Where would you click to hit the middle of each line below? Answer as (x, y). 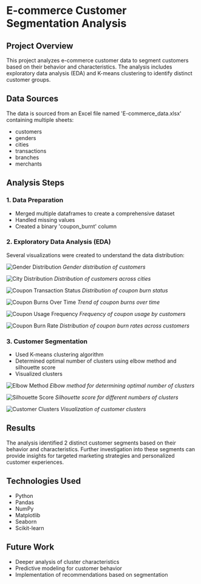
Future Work (30, 547)
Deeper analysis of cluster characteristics (67, 562)
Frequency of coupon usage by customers (132, 314)
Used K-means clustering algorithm (60, 355)
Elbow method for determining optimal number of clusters (122, 386)
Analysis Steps (36, 183)
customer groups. (29, 80)
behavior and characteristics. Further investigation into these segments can (101, 449)
